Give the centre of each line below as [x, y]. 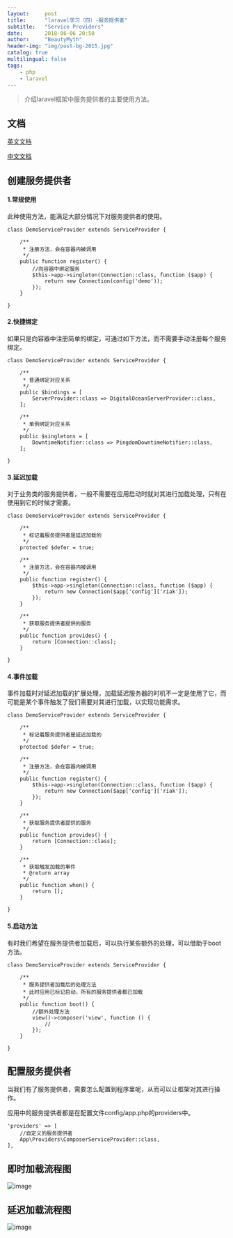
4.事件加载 [23, 676]
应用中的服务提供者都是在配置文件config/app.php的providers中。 [101, 1113]
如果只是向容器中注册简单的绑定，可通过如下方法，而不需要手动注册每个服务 [117, 338]
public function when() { [57, 886]
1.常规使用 [22, 200]
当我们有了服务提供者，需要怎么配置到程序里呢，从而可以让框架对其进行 [111, 1089]
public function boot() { [57, 1004]
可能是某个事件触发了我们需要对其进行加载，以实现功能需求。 [96, 702]
